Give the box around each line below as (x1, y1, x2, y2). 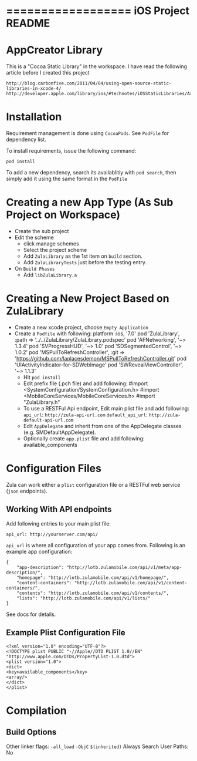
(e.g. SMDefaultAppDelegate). (23, 429, 97, 436)
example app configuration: (6, 548, 73, 555)
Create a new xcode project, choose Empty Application (14, 324, 148, 331)
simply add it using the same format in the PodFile (6, 175, 128, 183)
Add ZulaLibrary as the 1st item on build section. (23, 252, 142, 260)
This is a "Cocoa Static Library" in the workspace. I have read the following (6, 63, 188, 70)
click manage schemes (23, 240, 79, 247)
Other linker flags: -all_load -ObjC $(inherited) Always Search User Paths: (6, 743, 189, 750)
